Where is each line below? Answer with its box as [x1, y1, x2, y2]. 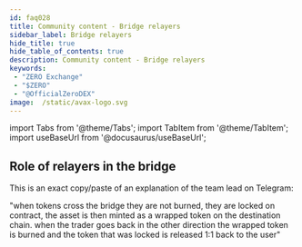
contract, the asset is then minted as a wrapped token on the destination [9, 210, 281, 221]
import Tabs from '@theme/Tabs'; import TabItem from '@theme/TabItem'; [9, 123, 289, 133]
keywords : [9, 64, 47, 74]
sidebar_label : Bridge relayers [9, 30, 132, 39]
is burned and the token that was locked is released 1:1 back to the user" [9, 229, 281, 241]
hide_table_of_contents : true [9, 47, 125, 56]
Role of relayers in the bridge [9, 158, 176, 173]
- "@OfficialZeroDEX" [13, 89, 96, 98]
